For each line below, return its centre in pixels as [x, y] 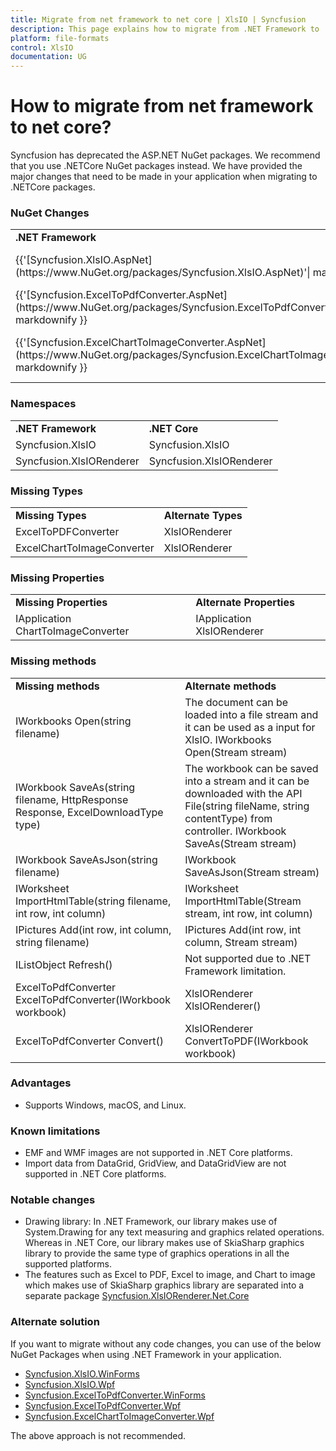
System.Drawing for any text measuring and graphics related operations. [174, 1232]
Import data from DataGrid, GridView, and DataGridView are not [155, 1163]
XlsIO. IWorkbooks [228, 739]
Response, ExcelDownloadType [89, 812]
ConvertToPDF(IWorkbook [246, 1041]
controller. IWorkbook [235, 831]
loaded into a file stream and [251, 714]
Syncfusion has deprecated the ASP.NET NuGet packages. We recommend [165, 155]
